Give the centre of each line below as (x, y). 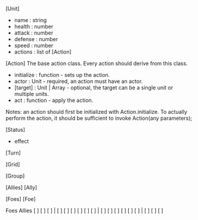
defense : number (36, 39)
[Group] (15, 176)
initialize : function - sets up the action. (62, 75)
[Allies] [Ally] (21, 188)
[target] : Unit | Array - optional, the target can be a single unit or (94, 88)
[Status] (15, 130)
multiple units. (31, 94)
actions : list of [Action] (43, 52)
